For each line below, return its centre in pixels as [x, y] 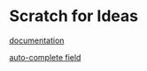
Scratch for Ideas [74, 16]
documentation [37, 40]
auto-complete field [45, 57]
